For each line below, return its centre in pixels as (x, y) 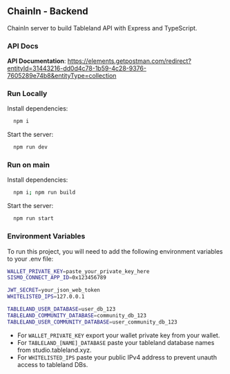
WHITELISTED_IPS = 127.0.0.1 (46, 297)
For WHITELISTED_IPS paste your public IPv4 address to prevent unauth (117, 357)
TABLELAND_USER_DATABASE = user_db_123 (61, 309)
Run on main (29, 165)
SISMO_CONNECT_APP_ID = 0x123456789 (57, 278)
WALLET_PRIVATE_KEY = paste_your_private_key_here (78, 271)
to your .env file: (30, 259)
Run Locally (27, 94)
